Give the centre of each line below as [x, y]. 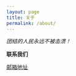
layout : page [23, 12]
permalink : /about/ [31, 23]
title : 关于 [21, 18]
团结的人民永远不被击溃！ [39, 41]
